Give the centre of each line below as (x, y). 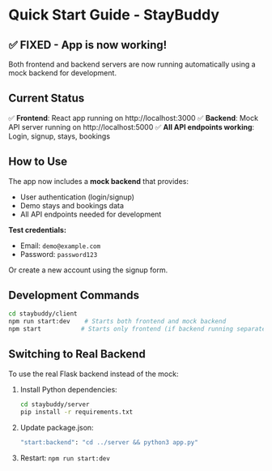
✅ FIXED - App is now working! (88, 45)
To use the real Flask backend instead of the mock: (93, 374)
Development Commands (74, 295)
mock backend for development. (63, 73)
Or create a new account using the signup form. (88, 270)
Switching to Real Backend (77, 354)
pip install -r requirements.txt (76, 412)
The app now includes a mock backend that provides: (98, 181)
